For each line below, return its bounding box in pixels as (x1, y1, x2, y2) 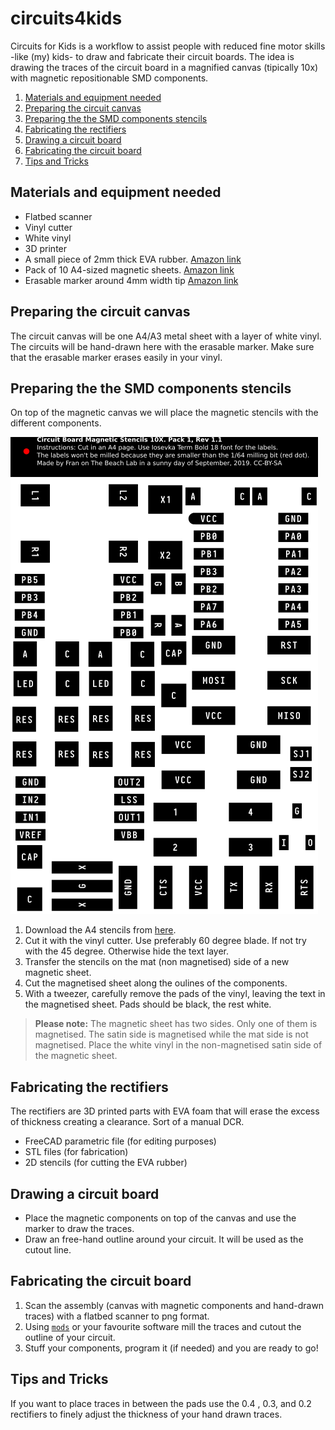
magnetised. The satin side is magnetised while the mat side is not (34, 1028, 309, 1041)
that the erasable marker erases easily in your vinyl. (10, 351, 223, 363)
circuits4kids (10, 7, 123, 30)
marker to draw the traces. (24, 1223, 135, 1234)
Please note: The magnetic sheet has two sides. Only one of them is (34, 1018, 318, 1030)
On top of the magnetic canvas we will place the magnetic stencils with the (10, 407, 319, 419)
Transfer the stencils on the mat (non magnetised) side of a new (24, 956, 290, 968)
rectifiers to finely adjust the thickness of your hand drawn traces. (10, 1408, 283, 1420)
